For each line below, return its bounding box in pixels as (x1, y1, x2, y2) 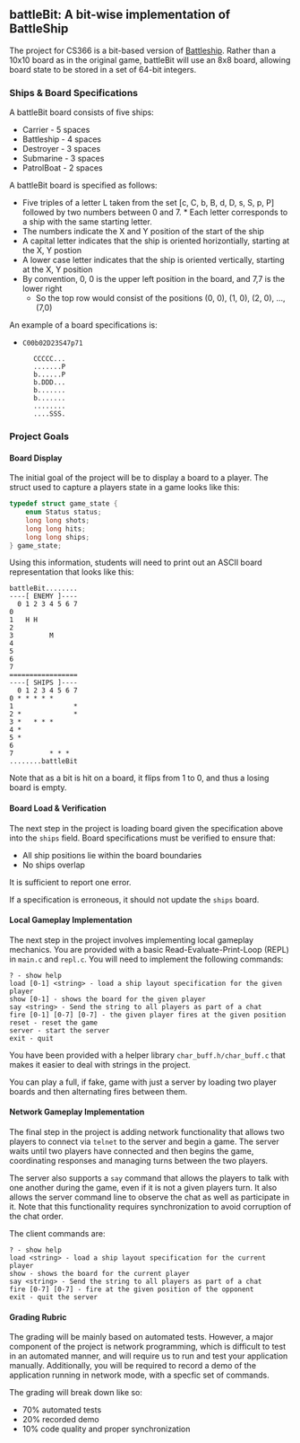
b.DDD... (32, 378, 66, 387)
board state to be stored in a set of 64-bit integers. (9, 64, 197, 75)
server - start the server (9, 1025, 110, 1035)
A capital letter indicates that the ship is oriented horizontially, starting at (21, 235, 290, 246)
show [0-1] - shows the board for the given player (9, 994, 206, 1004)
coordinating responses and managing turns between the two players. (9, 1156, 269, 1166)
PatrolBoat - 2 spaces (21, 163, 103, 173)
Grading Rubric (9, 1311, 67, 1323)
